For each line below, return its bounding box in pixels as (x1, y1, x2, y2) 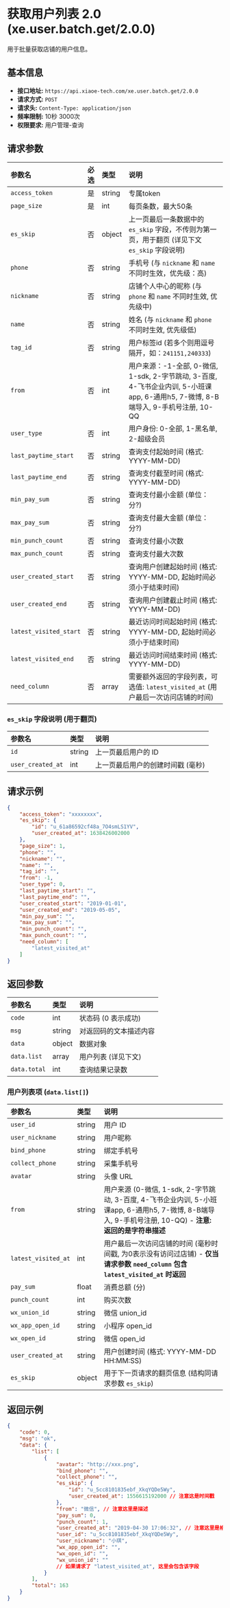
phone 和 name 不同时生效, (128, 291, 209, 301)
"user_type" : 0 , (19, 881, 66, 888)
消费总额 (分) (103, 1282, 146, 1291)
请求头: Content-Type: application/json (16, 104, 131, 112)
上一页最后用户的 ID (94, 747, 159, 757)
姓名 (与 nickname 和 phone (128, 314, 212, 324)
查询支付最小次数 (128, 536, 183, 546)
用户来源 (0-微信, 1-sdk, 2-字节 (103, 1184, 209, 1194)
